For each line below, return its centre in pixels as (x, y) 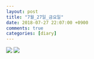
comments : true (25, 28)
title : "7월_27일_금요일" (35, 17)
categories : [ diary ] (32, 34)
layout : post (22, 12)
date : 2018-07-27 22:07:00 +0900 (47, 22)
